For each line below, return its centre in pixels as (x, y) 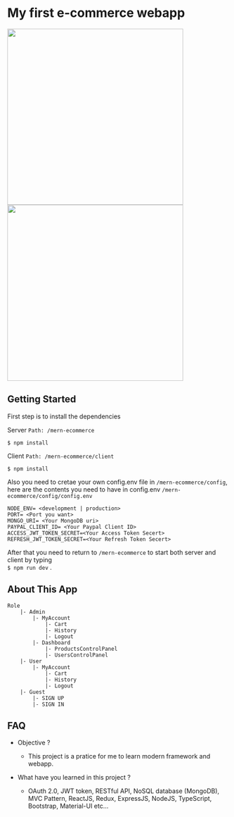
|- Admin (33, 612)
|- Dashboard (52, 642)
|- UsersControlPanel (77, 655)
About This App (43, 590)
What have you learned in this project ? (74, 778)
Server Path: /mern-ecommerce (51, 430)
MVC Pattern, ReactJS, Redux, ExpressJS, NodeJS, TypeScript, (120, 799)
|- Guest (33, 692)
